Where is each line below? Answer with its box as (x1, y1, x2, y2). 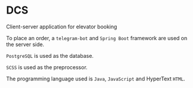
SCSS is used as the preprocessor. (6, 63, 88, 71)
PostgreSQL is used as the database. (6, 52, 94, 59)
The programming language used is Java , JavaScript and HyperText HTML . (6, 75, 185, 82)
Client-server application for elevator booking (6, 23, 117, 30)
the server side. (6, 41, 44, 48)
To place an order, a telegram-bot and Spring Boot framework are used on (6, 34, 188, 41)
